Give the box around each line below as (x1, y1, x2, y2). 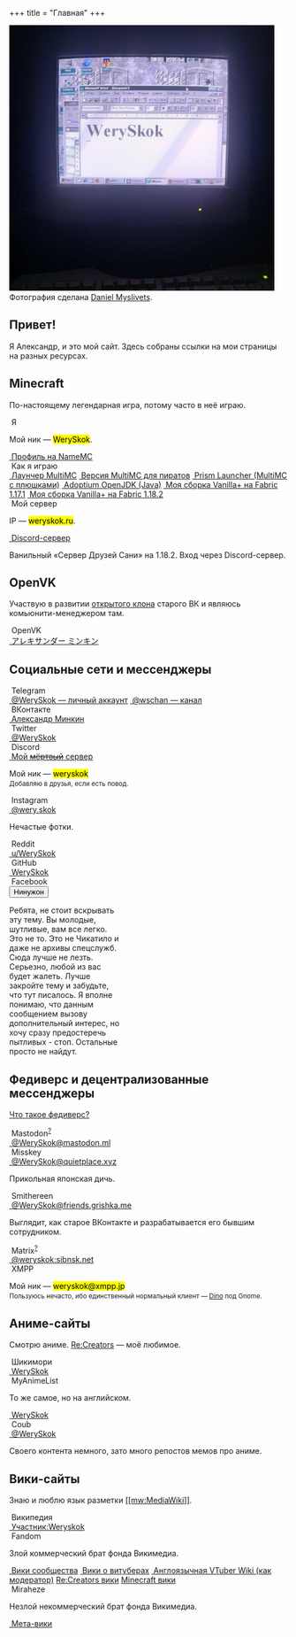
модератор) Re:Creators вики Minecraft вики (9, 1575, 177, 1585)
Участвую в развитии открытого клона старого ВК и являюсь (9, 598, 241, 609)
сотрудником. (9, 1226, 62, 1237)
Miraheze (11, 1584, 46, 1595)
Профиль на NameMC (11, 451, 93, 461)
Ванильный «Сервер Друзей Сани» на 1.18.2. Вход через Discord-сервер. (9, 549, 286, 560)
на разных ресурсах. (9, 350, 88, 361)
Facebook (11, 876, 48, 887)
